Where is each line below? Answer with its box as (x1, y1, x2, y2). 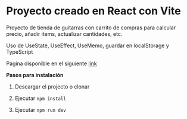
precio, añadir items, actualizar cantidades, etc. (6, 30, 123, 37)
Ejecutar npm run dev (14, 106, 67, 113)
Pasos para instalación (6, 71, 64, 78)
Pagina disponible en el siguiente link (6, 60, 97, 67)
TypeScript (6, 48, 33, 55)
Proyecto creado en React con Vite (6, 4, 181, 18)
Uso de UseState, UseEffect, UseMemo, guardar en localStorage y (6, 42, 170, 49)
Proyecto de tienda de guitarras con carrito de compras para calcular (6, 24, 176, 31)
